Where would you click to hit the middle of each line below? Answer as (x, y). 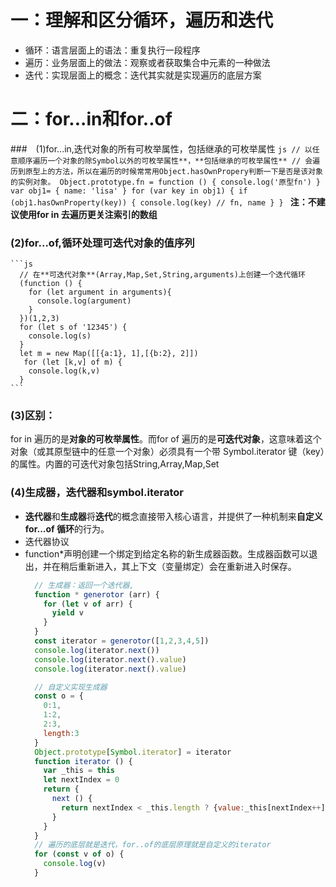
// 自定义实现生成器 (71, 687)
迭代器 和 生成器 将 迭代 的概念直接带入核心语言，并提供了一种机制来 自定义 (173, 516)
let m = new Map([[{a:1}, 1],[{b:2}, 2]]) (109, 354)
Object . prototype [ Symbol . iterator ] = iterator (133, 752)
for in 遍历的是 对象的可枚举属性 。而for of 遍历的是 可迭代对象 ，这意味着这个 (166, 439)
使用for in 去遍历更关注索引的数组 (88, 214)
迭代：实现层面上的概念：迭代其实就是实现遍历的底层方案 (143, 75)
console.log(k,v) (64, 371)
